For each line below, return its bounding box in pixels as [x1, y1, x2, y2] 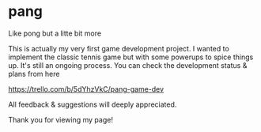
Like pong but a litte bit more [8, 28, 101, 38]
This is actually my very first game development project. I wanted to [8, 43, 229, 53]
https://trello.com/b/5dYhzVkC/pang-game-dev [8, 84, 165, 93]
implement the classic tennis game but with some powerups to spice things [8, 52, 254, 62]
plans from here [8, 69, 60, 78]
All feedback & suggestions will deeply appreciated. [8, 100, 177, 109]
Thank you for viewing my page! [8, 115, 113, 124]
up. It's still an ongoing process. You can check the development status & [8, 60, 248, 70]
